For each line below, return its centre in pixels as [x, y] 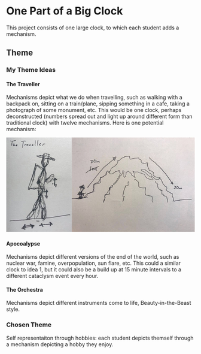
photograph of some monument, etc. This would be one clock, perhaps [94, 110]
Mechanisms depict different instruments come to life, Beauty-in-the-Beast [99, 303]
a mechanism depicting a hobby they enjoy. [60, 344]
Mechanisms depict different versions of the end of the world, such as [93, 257]
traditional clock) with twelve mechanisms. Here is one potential [85, 123]
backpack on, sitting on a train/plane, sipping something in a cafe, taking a [98, 104]
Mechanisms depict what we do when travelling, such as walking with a [94, 98]
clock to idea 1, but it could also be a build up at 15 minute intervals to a [94, 270]
